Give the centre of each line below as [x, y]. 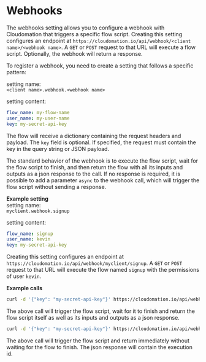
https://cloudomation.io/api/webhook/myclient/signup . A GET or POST [94, 263]
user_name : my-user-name [38, 118]
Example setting [28, 198]
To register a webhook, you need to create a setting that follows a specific [100, 66]
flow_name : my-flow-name [38, 112]
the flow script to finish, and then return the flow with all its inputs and [95, 167]
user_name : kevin [29, 239]
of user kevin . [24, 276]
